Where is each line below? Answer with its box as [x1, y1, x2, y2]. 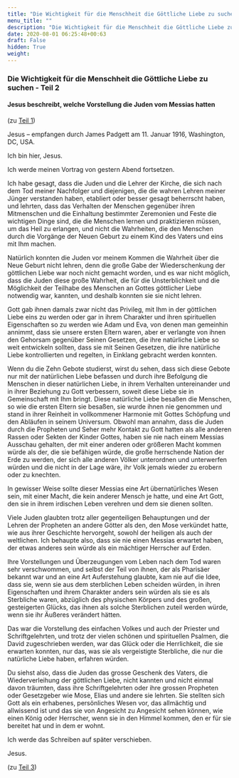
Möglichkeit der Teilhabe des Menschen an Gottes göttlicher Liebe [7, 284, 203, 292]
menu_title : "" [7, 17, 53, 24]
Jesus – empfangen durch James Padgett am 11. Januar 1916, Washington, [7, 130, 225, 138]
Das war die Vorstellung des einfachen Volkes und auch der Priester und [7, 625, 220, 633]
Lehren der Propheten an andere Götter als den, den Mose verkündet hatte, [7, 521, 229, 529]
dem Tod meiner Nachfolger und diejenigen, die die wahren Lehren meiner [7, 187, 226, 195]
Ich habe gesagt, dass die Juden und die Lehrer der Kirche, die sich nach [7, 179, 223, 188]
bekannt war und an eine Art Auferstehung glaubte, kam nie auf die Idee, [7, 573, 221, 581]
